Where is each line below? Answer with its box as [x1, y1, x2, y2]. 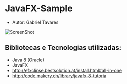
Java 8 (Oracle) [12, 57, 45, 63]
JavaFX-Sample [5, 3, 73, 14]
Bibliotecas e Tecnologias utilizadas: [5, 43, 121, 52]
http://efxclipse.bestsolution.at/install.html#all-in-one [12, 67, 122, 73]
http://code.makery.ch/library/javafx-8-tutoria [12, 73, 107, 79]
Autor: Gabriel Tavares [12, 19, 59, 25]
